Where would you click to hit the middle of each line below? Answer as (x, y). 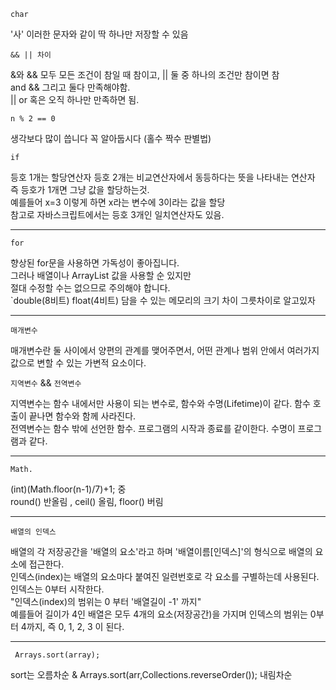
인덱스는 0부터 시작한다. (57, 589)
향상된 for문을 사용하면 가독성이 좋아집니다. (95, 263)
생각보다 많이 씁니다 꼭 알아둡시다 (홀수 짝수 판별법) (111, 138)
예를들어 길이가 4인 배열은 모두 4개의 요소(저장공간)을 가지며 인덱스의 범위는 (159, 614)
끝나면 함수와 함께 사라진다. (82, 416)
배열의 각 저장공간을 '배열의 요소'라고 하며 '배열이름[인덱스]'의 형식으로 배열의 (161, 551)
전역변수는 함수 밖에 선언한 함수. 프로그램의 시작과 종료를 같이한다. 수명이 (153, 428)
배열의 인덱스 (33, 532)
